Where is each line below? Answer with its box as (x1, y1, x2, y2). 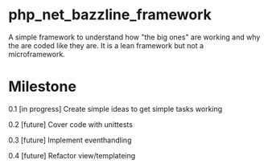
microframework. (8, 49, 66, 59)
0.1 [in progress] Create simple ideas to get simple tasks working (8, 104, 223, 113)
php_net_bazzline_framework (8, 6, 212, 24)
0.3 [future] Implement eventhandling (8, 135, 132, 145)
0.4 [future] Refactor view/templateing (8, 150, 136, 160)
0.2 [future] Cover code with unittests (8, 119, 133, 129)
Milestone (8, 78, 76, 96)
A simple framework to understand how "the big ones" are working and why (8, 32, 261, 42)
